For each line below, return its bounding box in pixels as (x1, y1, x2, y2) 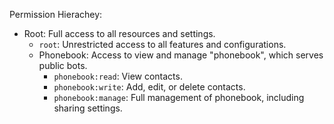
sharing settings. (53, 102, 123, 114)
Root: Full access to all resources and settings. (23, 28, 216, 39)
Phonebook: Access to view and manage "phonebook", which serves (38, 49, 324, 61)
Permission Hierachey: (9, 9, 103, 20)
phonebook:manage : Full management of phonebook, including (53, 92, 305, 103)
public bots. (38, 60, 88, 71)
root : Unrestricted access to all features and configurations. (38, 39, 287, 50)
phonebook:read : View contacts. (53, 70, 183, 82)
